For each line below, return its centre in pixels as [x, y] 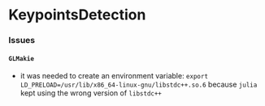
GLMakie [22, 58]
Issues [22, 40]
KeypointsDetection [77, 15]
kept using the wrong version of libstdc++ [91, 93]
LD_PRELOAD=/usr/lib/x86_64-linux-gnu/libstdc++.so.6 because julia [139, 85]
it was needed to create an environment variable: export [114, 76]
